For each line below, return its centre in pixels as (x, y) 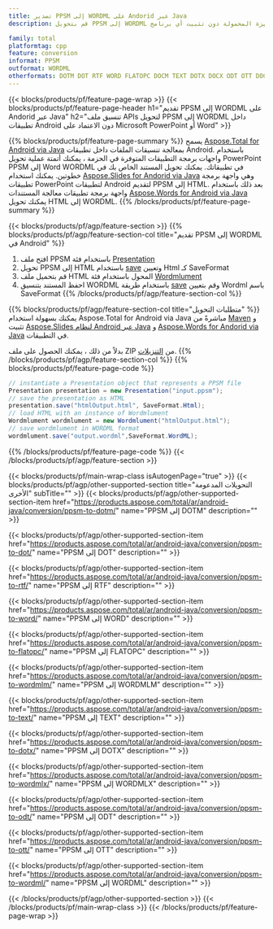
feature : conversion (43, 54)
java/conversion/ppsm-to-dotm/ (62, 510)
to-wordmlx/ (29, 783)
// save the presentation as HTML (67, 398)
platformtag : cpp (38, 46)
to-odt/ (20, 816)
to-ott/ (19, 849)
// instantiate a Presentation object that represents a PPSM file (125, 383)
